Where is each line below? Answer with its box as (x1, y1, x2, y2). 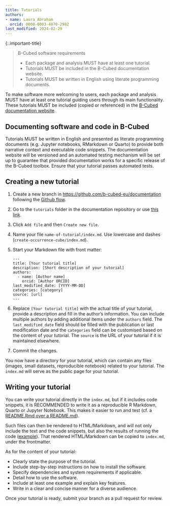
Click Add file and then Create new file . (12, 222, 99, 228)
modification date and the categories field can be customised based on (12, 327, 162, 333)
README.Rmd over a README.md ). (5, 413, 80, 419)
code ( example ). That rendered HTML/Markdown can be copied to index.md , (5, 433, 165, 439)
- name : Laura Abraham (5, 17, 53, 22)
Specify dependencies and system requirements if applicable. (12, 469, 143, 475)
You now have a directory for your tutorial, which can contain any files (5, 357, 152, 363)
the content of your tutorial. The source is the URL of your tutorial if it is (12, 332, 161, 338)
